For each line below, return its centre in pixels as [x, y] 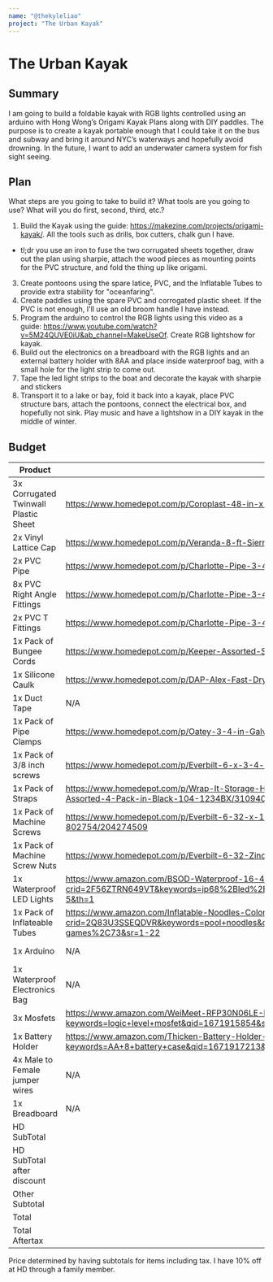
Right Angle [35, 594]
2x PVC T [30, 618]
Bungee [27, 651]
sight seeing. [30, 156]
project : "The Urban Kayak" [56, 24]
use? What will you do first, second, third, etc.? [87, 210]
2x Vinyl [28, 537]
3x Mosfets [34, 1019]
